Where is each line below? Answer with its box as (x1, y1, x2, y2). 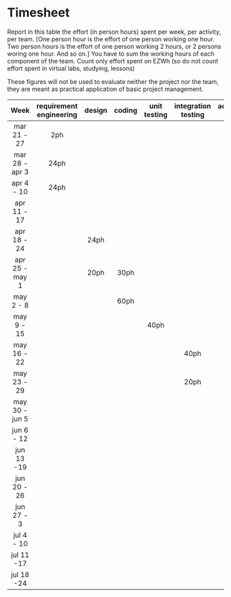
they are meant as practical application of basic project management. (7, 85, 204, 93)
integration (174, 101, 212, 111)
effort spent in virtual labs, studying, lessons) (7, 64, 135, 72)
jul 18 (10, 569, 30, 579)
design (84, 105, 108, 115)
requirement (36, 101, 78, 111)
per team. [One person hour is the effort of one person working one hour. (7, 34, 215, 43)
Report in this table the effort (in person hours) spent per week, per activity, (7, 28, 221, 36)
